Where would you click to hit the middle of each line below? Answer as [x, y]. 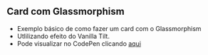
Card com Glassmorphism [66, 12]
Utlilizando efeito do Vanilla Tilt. [63, 36]
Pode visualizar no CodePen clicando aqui [79, 43]
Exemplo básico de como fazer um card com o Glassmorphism [109, 28]
